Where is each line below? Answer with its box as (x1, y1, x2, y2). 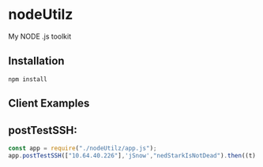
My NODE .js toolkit (8, 32, 72, 41)
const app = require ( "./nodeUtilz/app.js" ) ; (8, 144, 157, 152)
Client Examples (8, 97, 90, 110)
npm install (8, 75, 47, 83)
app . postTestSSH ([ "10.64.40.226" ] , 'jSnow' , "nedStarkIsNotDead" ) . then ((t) (8, 151, 257, 159)
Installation (8, 54, 65, 68)
